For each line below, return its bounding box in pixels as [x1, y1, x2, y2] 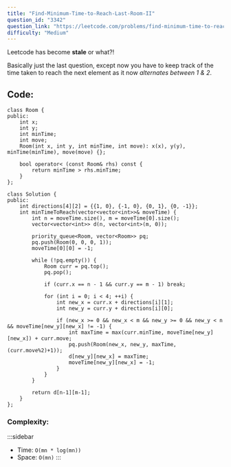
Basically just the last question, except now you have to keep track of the [7, 61, 214, 69]
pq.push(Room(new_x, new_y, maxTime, [68, 341, 177, 348]
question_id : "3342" [7, 16, 67, 23]
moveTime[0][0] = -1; [32, 245, 94, 252]
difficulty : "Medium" [7, 29, 69, 36]
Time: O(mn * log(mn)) [16, 446, 82, 454]
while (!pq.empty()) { [32, 257, 97, 264]
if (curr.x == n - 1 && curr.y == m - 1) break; [43, 281, 186, 288]
